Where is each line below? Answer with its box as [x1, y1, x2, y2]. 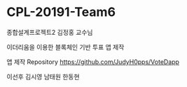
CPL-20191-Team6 [6, 4, 116, 20]
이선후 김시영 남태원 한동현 [6, 72, 80, 81]
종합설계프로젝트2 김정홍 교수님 [6, 28, 93, 36]
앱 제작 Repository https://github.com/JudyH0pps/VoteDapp [6, 57, 180, 66]
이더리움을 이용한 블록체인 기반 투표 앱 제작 [6, 42, 125, 51]
